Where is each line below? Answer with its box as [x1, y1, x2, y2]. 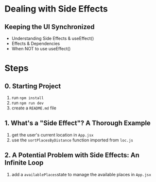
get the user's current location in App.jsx [11, 132, 94, 137]
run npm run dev [11, 100, 44, 106]
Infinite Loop [4, 159, 44, 167]
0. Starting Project [4, 82, 61, 90]
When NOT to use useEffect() [11, 46, 71, 51]
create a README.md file [11, 105, 56, 111]
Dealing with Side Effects [4, 3, 108, 15]
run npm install [11, 95, 44, 100]
